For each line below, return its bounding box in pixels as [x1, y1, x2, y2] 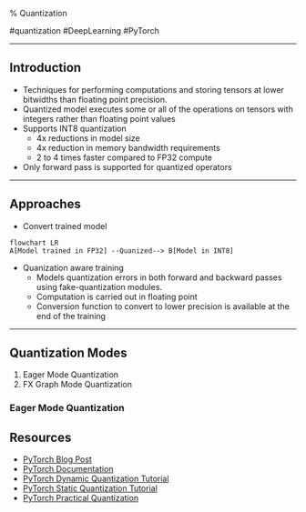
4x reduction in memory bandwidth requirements [36, 142, 220, 153]
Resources [9, 429, 72, 445]
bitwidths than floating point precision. [22, 94, 168, 105]
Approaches [9, 196, 82, 212]
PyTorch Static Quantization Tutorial [22, 483, 158, 494]
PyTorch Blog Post [22, 454, 93, 465]
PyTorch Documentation [22, 464, 114, 475]
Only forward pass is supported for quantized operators [22, 161, 232, 172]
